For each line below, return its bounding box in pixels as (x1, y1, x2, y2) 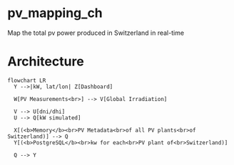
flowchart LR (7, 77, 46, 84)
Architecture (7, 53, 84, 70)
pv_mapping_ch (7, 5, 103, 21)
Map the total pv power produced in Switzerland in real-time (7, 28, 184, 37)
